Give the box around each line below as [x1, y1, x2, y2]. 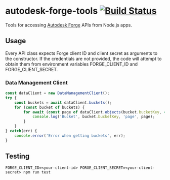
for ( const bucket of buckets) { [14, 105, 85, 110]
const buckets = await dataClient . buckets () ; [14, 100, 112, 105]
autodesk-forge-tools [5, 5, 98, 17]
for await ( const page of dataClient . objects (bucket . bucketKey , [23, 109, 162, 114]
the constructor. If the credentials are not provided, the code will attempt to [5, 55, 162, 62]
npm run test [23, 170, 51, 175]
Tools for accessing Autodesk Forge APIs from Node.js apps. [5, 22, 133, 28]
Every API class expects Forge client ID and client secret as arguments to [5, 50, 158, 56]
